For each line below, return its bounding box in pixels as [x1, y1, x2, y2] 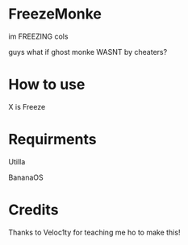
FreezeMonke [8, 5, 102, 23]
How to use [8, 76, 86, 93]
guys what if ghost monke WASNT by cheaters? [8, 47, 168, 56]
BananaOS [8, 172, 44, 182]
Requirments [8, 131, 97, 149]
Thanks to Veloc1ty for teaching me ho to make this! [8, 227, 181, 237]
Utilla [8, 156, 26, 166]
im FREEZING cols [8, 31, 69, 41]
